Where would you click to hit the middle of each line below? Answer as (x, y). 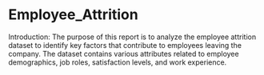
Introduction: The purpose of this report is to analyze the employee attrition (132, 37)
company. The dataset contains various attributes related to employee (124, 53)
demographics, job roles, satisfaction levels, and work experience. (118, 62)
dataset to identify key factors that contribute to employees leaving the (125, 45)
